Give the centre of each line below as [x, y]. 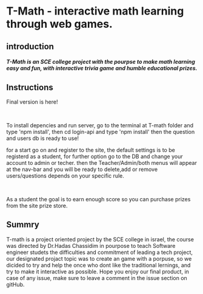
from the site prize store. [37, 205]
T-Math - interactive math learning [95, 11]
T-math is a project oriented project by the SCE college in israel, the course [100, 239]
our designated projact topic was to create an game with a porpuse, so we [99, 258]
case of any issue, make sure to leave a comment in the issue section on [97, 278]
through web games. [60, 24]
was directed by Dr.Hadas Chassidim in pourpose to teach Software [91, 246]
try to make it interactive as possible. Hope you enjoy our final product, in [98, 272]
